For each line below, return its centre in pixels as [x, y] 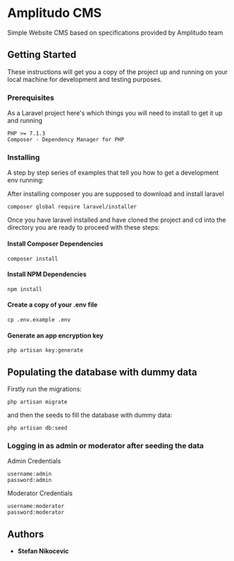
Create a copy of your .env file [53, 305]
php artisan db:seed [38, 428]
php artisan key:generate [45, 350]
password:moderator [36, 513]
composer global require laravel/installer [72, 207]
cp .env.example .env [39, 319]
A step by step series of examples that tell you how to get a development [113, 173]
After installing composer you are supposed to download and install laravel [116, 194]
